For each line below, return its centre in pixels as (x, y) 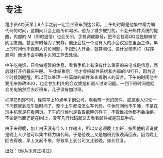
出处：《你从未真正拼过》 (30, 151)
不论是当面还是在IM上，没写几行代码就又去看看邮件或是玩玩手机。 (71, 118)
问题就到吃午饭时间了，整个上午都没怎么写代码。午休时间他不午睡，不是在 (83, 105)
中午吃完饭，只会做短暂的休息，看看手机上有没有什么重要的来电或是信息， (79, 65)
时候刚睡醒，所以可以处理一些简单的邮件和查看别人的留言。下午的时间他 (81, 77)
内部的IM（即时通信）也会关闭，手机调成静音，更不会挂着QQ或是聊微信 (85, 36)
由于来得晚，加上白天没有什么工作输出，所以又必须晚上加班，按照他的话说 (79, 128)
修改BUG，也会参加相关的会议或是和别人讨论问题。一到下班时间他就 (86, 83)
